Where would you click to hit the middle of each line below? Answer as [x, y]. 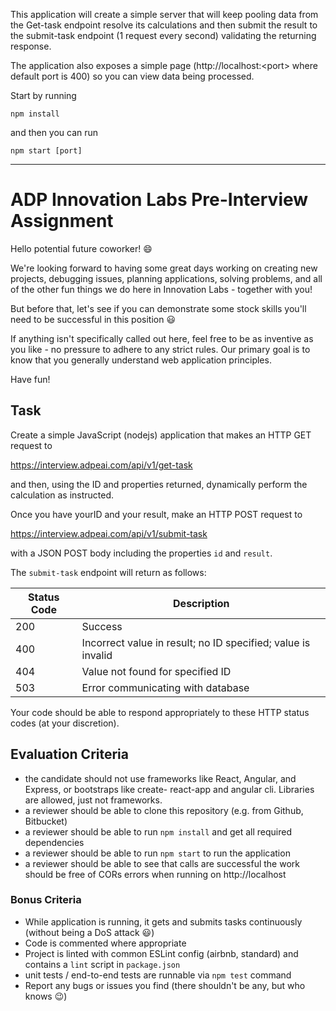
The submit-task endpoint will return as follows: [108, 572]
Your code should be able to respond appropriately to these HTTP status [160, 712]
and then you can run [54, 132]
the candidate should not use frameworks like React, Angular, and [160, 778]
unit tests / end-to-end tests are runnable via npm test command [158, 975]
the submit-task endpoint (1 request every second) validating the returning [163, 35]
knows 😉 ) [46, 996]
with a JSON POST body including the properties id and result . [141, 553]
